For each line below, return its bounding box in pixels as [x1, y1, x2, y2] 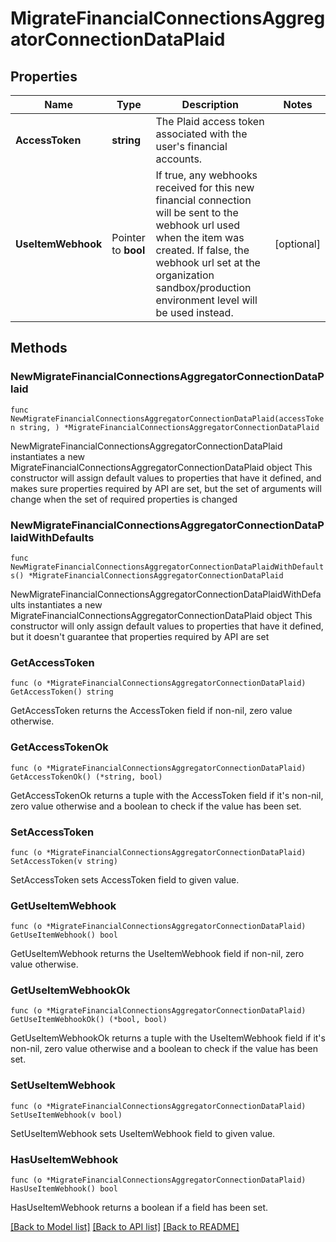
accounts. [155, 152, 203, 166]
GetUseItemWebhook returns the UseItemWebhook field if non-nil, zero [10, 948, 305, 960]
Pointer [111, 231, 146, 244]
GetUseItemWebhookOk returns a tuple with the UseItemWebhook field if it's [10, 1032, 326, 1044]
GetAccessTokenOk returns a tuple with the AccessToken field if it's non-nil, [10, 789, 324, 801]
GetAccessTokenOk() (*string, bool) [10, 772, 163, 782]
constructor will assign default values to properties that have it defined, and [10, 472, 322, 484]
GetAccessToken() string [10, 687, 114, 697]
